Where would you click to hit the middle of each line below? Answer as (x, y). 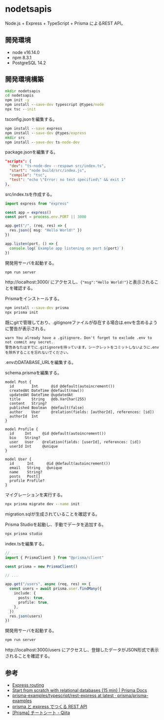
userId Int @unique (34, 447)
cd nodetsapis (20, 96)
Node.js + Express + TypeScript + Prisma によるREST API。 (65, 23)
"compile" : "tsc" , (28, 175)
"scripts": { (18, 161)
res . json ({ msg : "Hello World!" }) (46, 231)
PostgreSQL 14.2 (29, 63)
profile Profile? (27, 481)
